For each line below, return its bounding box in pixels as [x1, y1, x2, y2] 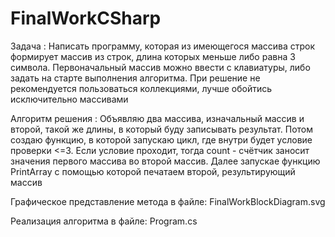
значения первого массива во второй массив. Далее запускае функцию [10, 155, 321, 167]
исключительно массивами [10, 93, 129, 105]
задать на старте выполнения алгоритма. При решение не [10, 72, 261, 84]
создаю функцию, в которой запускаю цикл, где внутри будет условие [10, 133, 313, 146]
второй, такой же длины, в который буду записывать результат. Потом [10, 123, 313, 135]
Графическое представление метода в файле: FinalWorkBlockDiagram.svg [10, 195, 326, 207]
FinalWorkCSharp [10, 7, 162, 30]
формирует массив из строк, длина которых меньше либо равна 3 [10, 50, 296, 62]
